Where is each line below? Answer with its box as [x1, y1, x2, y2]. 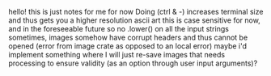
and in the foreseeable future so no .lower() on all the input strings [8, 24, 229, 33]
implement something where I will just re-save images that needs [8, 50, 225, 59]
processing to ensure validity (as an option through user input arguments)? [8, 58, 258, 68]
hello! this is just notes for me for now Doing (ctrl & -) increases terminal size [8, 7, 264, 16]
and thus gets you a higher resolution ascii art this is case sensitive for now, [8, 15, 260, 25]
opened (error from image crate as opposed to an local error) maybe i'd [8, 41, 248, 51]
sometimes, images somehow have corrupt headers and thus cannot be [8, 32, 248, 42]
